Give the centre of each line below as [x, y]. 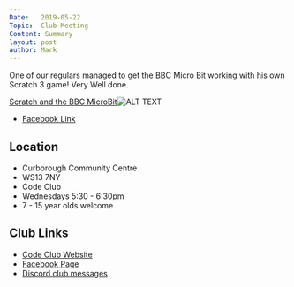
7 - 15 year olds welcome [68, 205]
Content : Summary [41, 34]
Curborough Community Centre [79, 168]
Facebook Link [49, 119]
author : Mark [33, 50]
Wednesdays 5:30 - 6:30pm [73, 196]
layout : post [33, 42]
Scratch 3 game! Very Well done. [69, 85]
